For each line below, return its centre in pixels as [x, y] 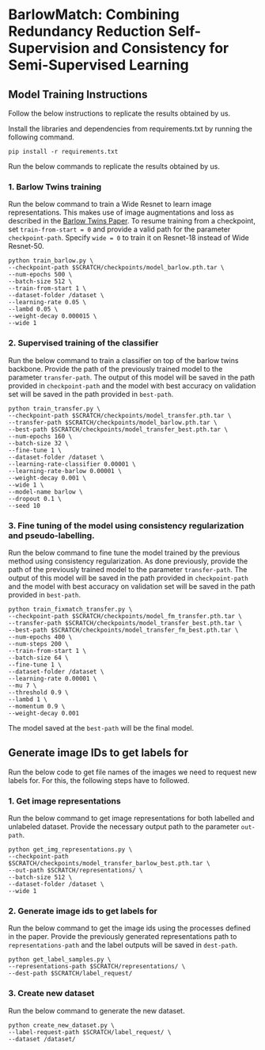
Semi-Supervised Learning [98, 65]
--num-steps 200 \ [38, 643]
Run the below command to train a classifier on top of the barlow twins [123, 360]
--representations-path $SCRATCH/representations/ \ [97, 967]
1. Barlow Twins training [55, 186]
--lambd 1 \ [28, 699]
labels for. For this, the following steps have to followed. [99, 780]
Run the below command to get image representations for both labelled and [131, 818]
